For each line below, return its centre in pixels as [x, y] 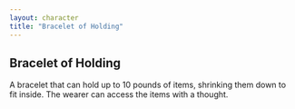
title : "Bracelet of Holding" [67, 26]
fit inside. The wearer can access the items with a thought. [119, 94]
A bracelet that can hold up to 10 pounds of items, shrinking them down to [148, 85]
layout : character [44, 18]
